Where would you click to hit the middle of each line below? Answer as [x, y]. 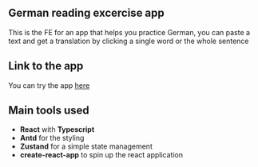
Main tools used [49, 111]
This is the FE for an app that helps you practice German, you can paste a [129, 32]
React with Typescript [57, 129]
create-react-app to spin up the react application [101, 155]
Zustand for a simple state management [86, 146]
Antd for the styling [52, 138]
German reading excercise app [87, 13]
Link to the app [46, 66]
